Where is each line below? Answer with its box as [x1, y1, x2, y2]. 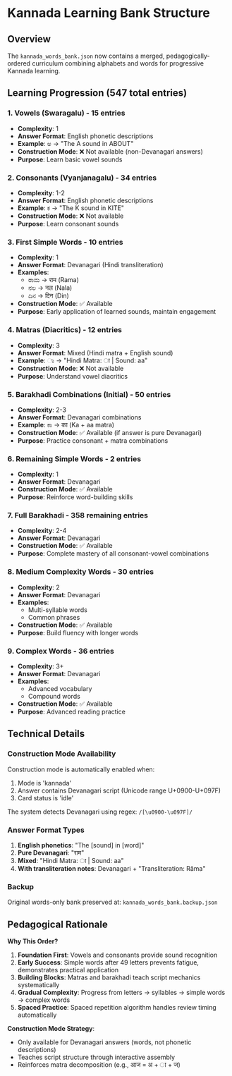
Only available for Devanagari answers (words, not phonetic [17, 1038, 192, 1046]
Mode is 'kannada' [17, 778, 72, 787]
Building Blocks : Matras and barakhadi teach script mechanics [17, 973, 201, 982]
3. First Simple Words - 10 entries [7, 237, 123, 247]
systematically [17, 981, 60, 989]
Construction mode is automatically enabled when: [7, 765, 155, 774]
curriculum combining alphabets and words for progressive [31, 59, 204, 68]
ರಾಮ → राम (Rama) [28, 276, 80, 284]
